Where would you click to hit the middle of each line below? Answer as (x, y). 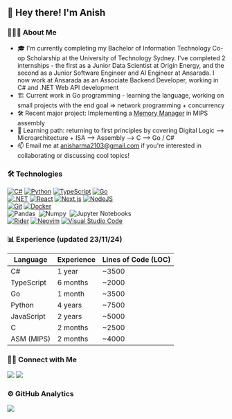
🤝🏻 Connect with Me (42, 359)
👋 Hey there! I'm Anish (56, 13)
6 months (73, 283)
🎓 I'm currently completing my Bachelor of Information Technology (114, 48)
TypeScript (28, 283)
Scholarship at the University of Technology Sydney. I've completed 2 (126, 58)
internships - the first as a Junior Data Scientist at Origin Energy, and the (121, 65)
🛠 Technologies (35, 174)
